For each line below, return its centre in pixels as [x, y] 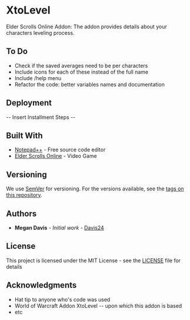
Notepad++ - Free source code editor [60, 150]
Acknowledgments [42, 286]
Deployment [29, 103]
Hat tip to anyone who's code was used [62, 299]
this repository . [24, 195]
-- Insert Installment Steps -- [41, 117]
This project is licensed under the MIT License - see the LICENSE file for [93, 260]
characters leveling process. [40, 32]
